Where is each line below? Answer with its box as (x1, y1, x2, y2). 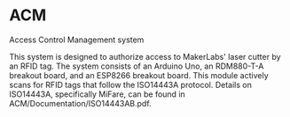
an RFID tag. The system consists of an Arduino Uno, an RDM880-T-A (9, 61, 264, 71)
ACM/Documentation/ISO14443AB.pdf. (9, 98, 153, 108)
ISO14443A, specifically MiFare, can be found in (9, 89, 186, 99)
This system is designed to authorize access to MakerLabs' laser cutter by (9, 51, 281, 62)
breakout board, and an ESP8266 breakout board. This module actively (9, 69, 269, 80)
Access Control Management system (9, 34, 145, 45)
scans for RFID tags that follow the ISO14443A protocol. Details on (9, 79, 253, 90)
